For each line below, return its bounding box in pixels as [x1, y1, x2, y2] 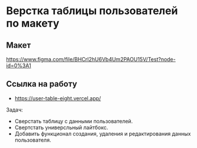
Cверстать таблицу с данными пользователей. [14, 117, 133, 124]
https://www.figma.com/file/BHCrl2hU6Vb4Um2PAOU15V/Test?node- [6, 56, 176, 63]
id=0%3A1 [6, 62, 31, 69]
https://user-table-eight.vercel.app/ [14, 94, 101, 101]
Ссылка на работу [6, 79, 78, 89]
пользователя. [14, 136, 51, 143]
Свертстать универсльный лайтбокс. [14, 124, 109, 131]
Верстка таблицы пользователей [6, 4, 178, 18]
